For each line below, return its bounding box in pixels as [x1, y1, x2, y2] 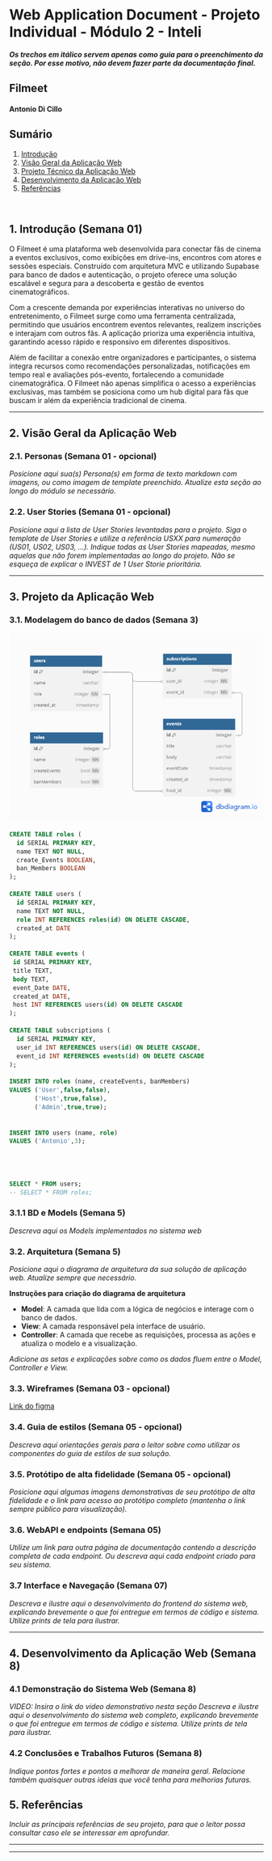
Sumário [9, 128, 53, 141]
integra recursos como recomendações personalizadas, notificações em [9, 361, 250, 371]
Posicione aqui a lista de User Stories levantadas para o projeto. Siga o [9, 524, 247, 534]
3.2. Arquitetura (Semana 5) [9, 1246, 121, 1257]
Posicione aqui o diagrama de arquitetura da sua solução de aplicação [9, 1265, 247, 1274]
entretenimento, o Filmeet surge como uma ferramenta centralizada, [9, 311, 236, 321]
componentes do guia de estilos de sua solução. [9, 1448, 172, 1458]
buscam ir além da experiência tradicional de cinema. [9, 395, 187, 405]
